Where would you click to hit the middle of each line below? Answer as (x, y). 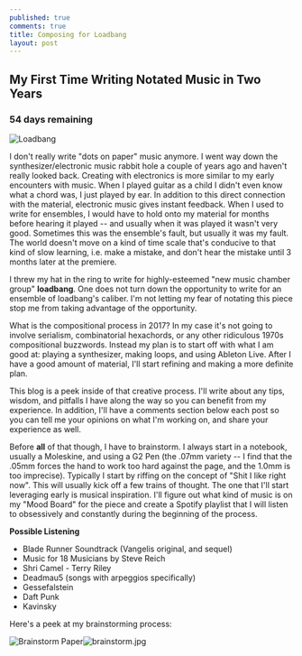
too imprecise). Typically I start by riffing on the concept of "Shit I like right (148, 476)
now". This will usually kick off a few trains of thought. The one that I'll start (149, 485)
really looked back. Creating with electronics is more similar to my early (142, 175)
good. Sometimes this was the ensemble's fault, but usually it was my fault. (149, 233)
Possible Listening (45, 531)
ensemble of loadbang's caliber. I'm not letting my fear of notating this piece (151, 298)
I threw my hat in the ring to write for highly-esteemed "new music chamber (150, 279)
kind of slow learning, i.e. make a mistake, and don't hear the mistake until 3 (150, 252)
